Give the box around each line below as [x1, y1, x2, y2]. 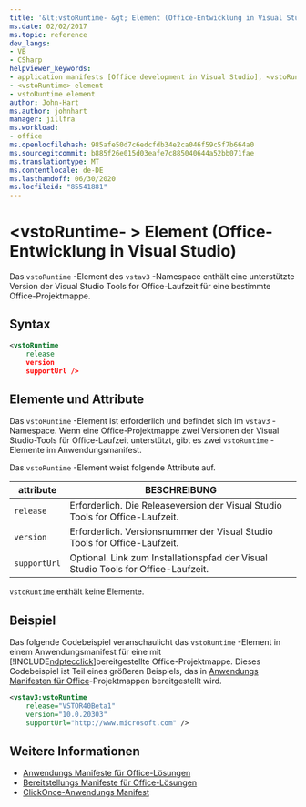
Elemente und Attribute [9, 391, 144, 407]
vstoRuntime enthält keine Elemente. [9, 586, 145, 597]
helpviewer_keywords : [9, 65, 92, 74]
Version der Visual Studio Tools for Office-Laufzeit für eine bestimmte [9, 281, 271, 292]
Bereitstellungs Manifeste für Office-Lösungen [22, 777, 198, 788]
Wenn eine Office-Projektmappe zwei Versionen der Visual [58, 425, 280, 437]
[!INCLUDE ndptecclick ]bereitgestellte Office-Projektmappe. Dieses [9, 656, 261, 667]
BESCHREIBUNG [145, 484, 217, 497]
